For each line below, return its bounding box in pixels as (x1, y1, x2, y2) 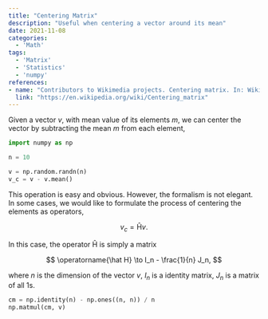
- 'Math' (15, 41, 45, 49)
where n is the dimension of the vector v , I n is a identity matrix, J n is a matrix (8, 270, 259, 282)
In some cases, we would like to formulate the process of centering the (8, 198, 242, 207)
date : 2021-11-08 (8, 26, 66, 34)
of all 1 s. (8, 281, 36, 290)
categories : (8, 33, 48, 42)
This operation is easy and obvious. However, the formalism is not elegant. (8, 189, 254, 199)
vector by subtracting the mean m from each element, (8, 124, 186, 133)
